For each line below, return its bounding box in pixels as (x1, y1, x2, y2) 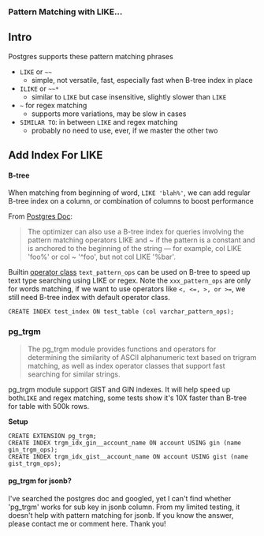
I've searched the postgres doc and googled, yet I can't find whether (8, 493, 232, 503)
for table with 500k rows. (8, 401, 90, 410)
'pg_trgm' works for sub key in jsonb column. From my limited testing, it (8, 502, 240, 512)
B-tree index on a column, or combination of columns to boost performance (8, 197, 254, 206)
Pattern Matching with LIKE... (8, 6, 123, 17)
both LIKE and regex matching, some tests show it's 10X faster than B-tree (8, 393, 247, 403)
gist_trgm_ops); (8, 459, 61, 467)
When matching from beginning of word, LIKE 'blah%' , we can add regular (8, 188, 251, 197)
